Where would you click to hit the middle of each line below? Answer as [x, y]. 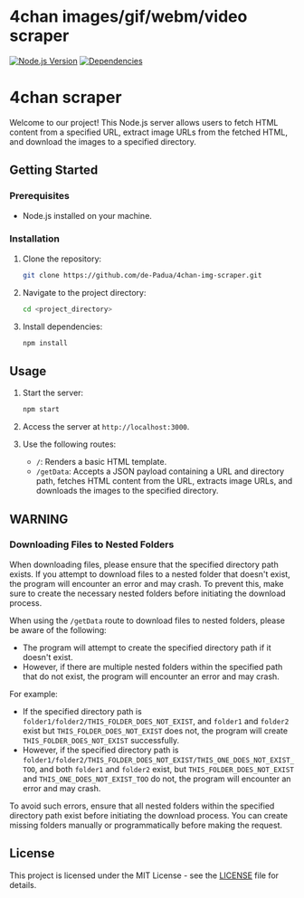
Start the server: [53, 393]
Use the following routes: [69, 444]
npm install [45, 343]
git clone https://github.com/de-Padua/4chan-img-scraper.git [142, 275]
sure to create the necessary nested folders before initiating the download [148, 593]
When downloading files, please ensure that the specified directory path [144, 564]
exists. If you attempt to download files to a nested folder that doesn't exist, [150, 574]
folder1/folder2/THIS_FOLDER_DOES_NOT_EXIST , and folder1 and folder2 [156, 721]
